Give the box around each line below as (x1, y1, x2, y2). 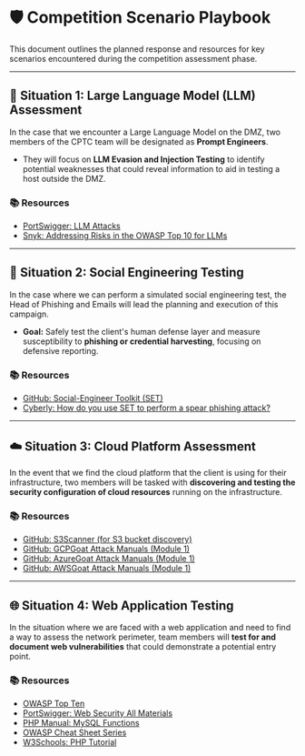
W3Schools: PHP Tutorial (22, 737, 117, 748)
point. (9, 651, 32, 662)
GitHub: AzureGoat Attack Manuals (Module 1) (22, 553, 195, 564)
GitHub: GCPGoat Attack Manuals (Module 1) (22, 543, 191, 555)
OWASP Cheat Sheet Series (22, 727, 127, 738)
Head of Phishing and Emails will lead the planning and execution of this (9, 298, 279, 309)
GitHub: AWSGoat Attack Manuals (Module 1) (22, 563, 192, 574)
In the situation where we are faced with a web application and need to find (9, 622, 291, 633)
